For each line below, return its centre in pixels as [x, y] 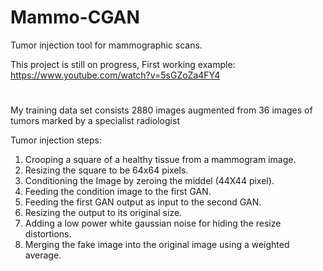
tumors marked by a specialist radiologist [95, 121]
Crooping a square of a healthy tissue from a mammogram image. [160, 160]
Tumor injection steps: [56, 140]
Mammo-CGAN [75, 17]
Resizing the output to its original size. [103, 213]
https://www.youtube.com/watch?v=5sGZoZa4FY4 [115, 75]
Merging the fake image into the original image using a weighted [157, 245]
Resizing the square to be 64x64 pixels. [106, 170]
